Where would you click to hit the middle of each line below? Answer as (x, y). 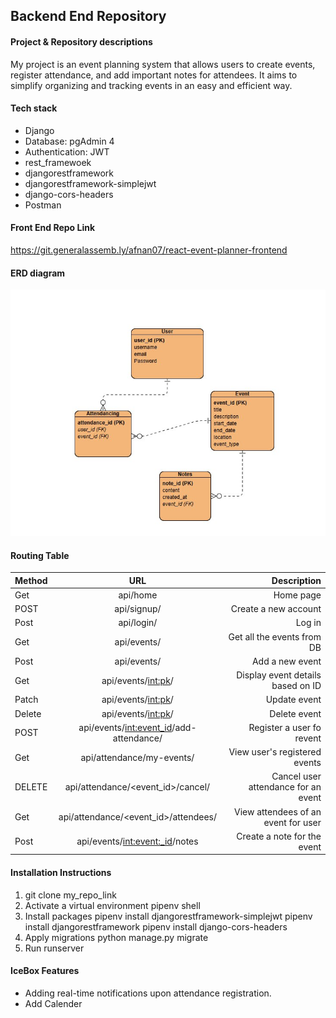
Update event (293, 700)
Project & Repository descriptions (81, 41)
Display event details (279, 675)
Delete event (295, 713)
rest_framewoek (58, 162)
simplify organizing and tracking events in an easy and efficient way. (151, 85)
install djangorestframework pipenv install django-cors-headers (156, 926)
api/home (138, 595)
